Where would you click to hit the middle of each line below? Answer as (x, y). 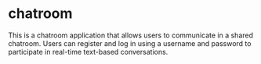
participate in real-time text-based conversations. (88, 52)
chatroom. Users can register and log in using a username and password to (130, 43)
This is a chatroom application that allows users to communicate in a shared (130, 35)
